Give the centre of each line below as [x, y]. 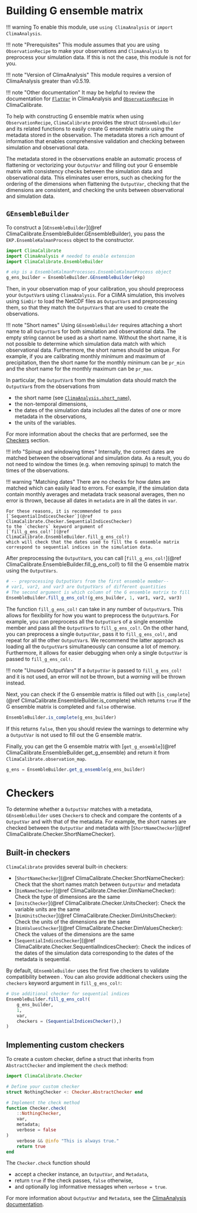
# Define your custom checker [43, 1086]
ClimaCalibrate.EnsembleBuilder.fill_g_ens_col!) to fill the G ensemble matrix [98, 564]
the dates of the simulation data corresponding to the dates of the [94, 953]
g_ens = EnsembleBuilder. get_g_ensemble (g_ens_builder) [76, 769]
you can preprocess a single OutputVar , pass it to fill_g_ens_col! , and [92, 634]
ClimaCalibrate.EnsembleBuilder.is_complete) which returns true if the [106, 700]
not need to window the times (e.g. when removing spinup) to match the [93, 464]
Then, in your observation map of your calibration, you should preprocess [95, 289]
